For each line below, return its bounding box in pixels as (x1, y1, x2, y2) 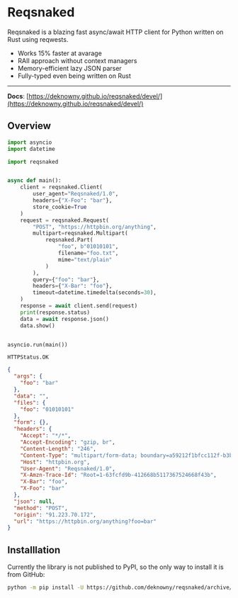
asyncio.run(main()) (7, 341, 69, 348)
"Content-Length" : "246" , (20, 445, 97, 452)
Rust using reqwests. (7, 35, 69, 43)
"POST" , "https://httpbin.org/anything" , (33, 223, 157, 230)
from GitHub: (7, 570, 45, 579)
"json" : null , (13, 497, 55, 505)
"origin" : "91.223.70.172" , (13, 511, 97, 518)
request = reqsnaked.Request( (20, 217, 110, 224)
